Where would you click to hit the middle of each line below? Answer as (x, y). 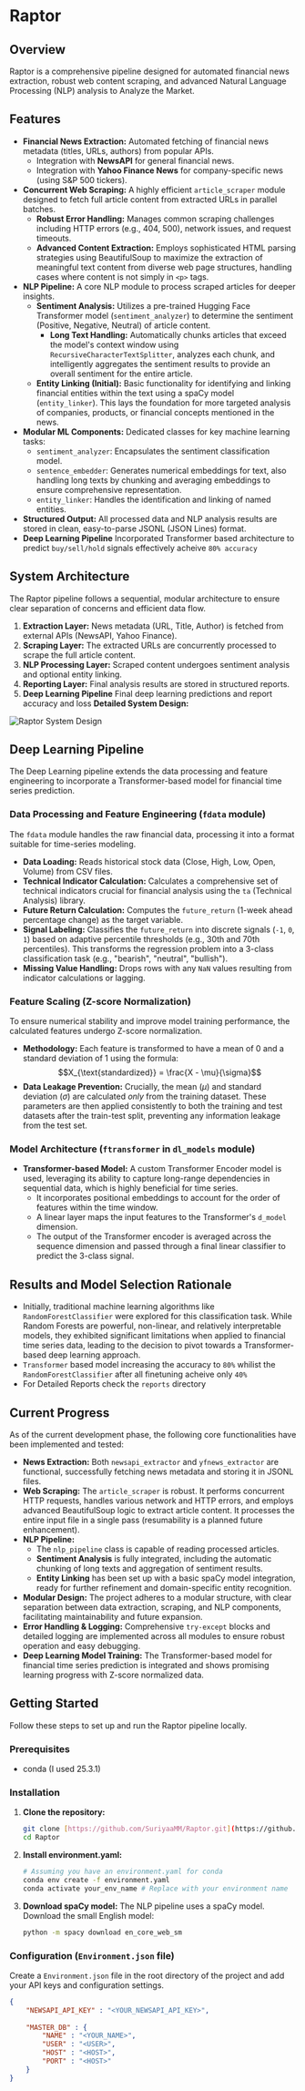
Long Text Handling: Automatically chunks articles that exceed (168, 334)
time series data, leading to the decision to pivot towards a (132, 1346)
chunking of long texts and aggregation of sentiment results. (150, 1568)
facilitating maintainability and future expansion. (112, 1616)
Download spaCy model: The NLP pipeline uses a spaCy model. (144, 1906)
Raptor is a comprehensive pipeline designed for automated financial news (149, 71)
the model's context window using (114, 344)
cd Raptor (41, 1838)
